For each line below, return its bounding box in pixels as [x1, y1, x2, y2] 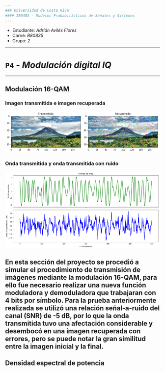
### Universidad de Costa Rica [5, 8, 69, 13]
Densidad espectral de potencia [5, 359, 105, 368]
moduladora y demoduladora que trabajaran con [5, 289, 156, 297]
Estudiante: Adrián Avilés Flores [12, 27, 77, 33]
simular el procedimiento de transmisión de [5, 266, 141, 274]
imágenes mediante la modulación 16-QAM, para [5, 273, 157, 282]
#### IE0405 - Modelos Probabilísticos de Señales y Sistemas [5, 13, 135, 18]
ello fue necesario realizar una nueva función [5, 281, 146, 289]
